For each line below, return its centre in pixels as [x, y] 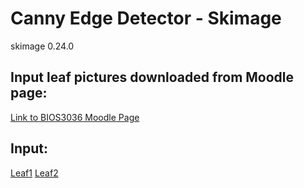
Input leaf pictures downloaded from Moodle [152, 77]
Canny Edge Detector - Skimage [146, 18]
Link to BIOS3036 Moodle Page [75, 117]
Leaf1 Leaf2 [34, 173]
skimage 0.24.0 [42, 46]
